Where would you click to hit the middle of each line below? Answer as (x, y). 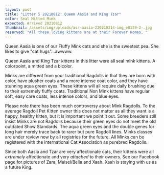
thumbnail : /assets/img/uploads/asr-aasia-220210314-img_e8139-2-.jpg (79, 28)
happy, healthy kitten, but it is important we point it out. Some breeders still (81, 116)
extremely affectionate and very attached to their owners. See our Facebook (82, 157)
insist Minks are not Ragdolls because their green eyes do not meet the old (81, 121)
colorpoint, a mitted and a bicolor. (39, 66)
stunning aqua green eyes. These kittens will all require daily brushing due (80, 86)
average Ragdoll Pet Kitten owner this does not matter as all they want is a (80, 111)
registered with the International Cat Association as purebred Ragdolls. (76, 142)
